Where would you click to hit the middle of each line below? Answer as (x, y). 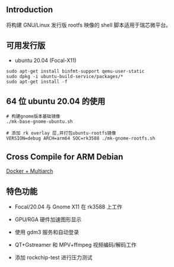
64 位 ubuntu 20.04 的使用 (56, 102)
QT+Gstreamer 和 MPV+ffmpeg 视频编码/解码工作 (75, 245)
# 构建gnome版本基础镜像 (33, 117)
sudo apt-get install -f (37, 82)
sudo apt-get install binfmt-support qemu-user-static (75, 71)
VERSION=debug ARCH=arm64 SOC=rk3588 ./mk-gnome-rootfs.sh (81, 139)
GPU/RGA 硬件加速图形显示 (48, 219)
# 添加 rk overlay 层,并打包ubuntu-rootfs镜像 (61, 133)
